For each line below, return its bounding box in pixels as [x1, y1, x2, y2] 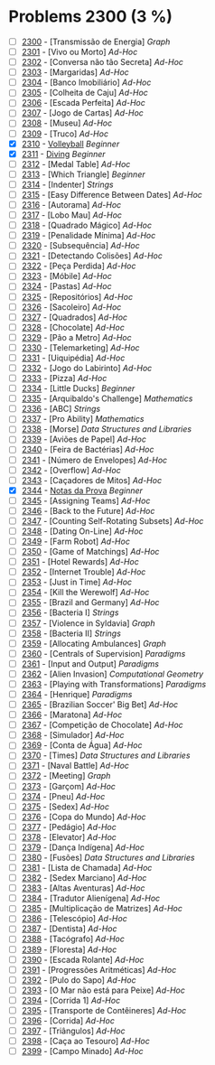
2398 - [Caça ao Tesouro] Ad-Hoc [21, 1036, 150, 1047]
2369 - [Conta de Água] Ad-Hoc [21, 740, 143, 751]
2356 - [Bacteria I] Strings [21, 607, 119, 618]
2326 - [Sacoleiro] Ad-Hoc [21, 301, 122, 313]
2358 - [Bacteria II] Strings [21, 628, 121, 639]
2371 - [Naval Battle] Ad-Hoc [21, 761, 130, 771]
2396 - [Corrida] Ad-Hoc [21, 1014, 115, 1026]
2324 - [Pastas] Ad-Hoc [21, 281, 112, 292]
